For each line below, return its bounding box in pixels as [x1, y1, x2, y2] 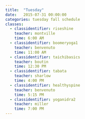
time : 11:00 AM [14, 50, 47, 55]
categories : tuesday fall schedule [5, 17, 80, 22]
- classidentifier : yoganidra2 [10, 97, 76, 102]
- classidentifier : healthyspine [10, 83, 80, 88]
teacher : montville [14, 31, 56, 36]
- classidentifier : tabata [10, 69, 67, 74]
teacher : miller [14, 102, 49, 107]
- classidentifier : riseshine [10, 26, 73, 31]
